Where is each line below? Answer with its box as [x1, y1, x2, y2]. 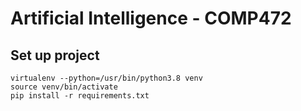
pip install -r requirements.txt [10, 91, 150, 101]
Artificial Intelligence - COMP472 [10, 7, 292, 30]
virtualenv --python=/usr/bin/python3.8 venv [10, 73, 203, 83]
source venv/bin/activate [10, 82, 118, 92]
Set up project [10, 47, 100, 64]
